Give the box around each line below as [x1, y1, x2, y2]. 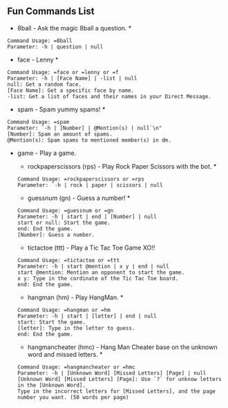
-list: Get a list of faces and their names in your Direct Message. [7, 93, 212, 100]
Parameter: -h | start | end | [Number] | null [17, 213, 157, 220]
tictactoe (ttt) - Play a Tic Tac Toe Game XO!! [27, 243, 155, 252]
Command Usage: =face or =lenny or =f [7, 68, 119, 75]
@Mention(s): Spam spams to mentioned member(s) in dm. [7, 136, 171, 144]
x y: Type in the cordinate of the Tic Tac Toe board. [17, 275, 179, 282]
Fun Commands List [7, 6, 95, 17]
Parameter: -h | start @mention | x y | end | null [17, 263, 169, 270]
